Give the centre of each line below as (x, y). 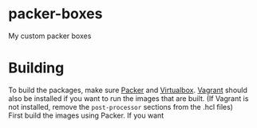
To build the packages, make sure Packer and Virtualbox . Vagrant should (128, 90)
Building (36, 68)
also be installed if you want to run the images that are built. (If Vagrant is (128, 98)
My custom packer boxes (50, 36)
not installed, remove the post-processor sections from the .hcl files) (121, 107)
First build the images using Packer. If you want (86, 115)
